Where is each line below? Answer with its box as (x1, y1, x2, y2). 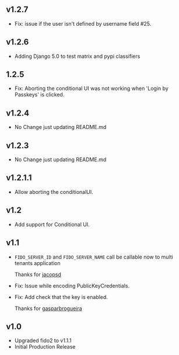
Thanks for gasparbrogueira (14, 305, 83, 312)
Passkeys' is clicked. (14, 91, 65, 98)
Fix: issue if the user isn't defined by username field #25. (14, 20, 152, 27)
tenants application (14, 259, 61, 266)
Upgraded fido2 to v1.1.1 (14, 337, 72, 344)
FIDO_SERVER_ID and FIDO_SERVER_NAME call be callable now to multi (14, 253, 173, 260)
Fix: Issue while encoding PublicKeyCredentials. (14, 282, 130, 289)
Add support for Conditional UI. (14, 221, 90, 228)
